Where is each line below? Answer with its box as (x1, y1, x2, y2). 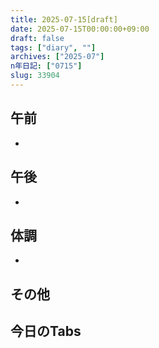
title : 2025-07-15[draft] (10, 14, 118, 25)
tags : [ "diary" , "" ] (10, 42, 97, 53)
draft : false (10, 33, 65, 43)
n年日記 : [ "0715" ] (10, 61, 83, 71)
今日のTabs (10, 323, 82, 340)
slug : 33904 (10, 71, 60, 81)
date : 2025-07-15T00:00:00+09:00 (10, 24, 150, 34)
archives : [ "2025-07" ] (10, 52, 105, 62)
